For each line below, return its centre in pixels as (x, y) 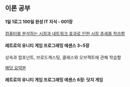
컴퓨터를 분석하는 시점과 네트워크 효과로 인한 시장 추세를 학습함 (65, 33)
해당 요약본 (16, 67)
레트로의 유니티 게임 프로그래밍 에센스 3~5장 (47, 45)
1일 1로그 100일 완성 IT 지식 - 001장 (39, 22)
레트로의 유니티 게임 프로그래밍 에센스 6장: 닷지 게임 (54, 80)
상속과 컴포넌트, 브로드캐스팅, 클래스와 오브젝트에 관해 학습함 (63, 57)
